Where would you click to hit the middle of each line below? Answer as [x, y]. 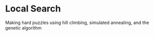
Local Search [33, 9]
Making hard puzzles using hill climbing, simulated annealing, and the [77, 22]
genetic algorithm [23, 27]
